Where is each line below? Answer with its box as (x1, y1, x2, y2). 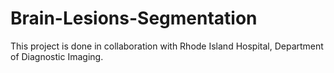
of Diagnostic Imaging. (10, 50, 104, 62)
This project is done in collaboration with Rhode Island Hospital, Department (10, 40, 324, 52)
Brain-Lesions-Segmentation (10, 7, 258, 30)
